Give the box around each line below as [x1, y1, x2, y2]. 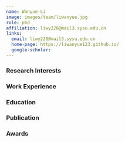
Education [6, 98, 36, 106]
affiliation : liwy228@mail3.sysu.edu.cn [6, 25, 107, 31]
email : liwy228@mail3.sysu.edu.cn [11, 36, 96, 42]
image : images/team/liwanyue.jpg [6, 14, 88, 20]
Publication [6, 114, 39, 122]
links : [6, 31, 22, 37]
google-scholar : [11, 47, 51, 53]
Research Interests [6, 66, 62, 74]
